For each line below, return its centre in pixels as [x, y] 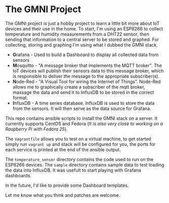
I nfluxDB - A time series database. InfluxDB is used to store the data [83, 103]
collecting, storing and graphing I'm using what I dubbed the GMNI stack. [81, 45]
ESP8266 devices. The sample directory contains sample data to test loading [85, 165]
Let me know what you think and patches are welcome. [63, 195]
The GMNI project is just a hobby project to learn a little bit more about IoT [82, 23]
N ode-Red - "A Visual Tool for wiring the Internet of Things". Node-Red [87, 82]
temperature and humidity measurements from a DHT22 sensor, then [77, 34]
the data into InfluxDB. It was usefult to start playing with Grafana [73, 170]
